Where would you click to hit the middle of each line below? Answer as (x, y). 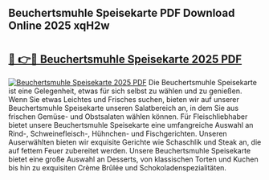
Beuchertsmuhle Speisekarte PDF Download (122, 13)
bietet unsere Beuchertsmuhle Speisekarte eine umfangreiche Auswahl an (131, 125)
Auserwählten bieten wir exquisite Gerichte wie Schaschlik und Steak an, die (135, 142)
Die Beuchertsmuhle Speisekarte (202, 82)
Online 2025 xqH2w (59, 26)
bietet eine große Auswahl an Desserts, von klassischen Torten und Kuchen (133, 159)
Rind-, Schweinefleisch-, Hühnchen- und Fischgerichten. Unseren (118, 133)
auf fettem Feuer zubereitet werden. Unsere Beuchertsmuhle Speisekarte (130, 151)
